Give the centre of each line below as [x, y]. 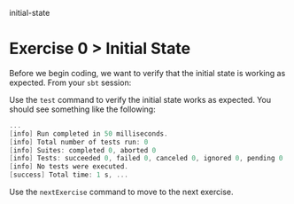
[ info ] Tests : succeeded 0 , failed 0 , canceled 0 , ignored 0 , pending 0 [146, 159]
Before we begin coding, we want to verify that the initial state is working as [147, 73]
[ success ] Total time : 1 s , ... [69, 175]
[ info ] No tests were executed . [69, 167]
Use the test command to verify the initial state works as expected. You [140, 99]
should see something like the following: [83, 109]
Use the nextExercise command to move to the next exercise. [121, 192]
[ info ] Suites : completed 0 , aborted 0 [83, 150]
